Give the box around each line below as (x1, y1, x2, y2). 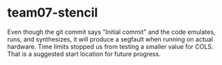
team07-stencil (7, 5, 98, 21)
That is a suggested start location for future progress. (7, 50, 161, 58)
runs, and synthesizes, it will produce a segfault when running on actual (7, 35, 214, 43)
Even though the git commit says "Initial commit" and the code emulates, (7, 28, 216, 36)
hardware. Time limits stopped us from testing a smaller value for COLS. (7, 42, 214, 50)
